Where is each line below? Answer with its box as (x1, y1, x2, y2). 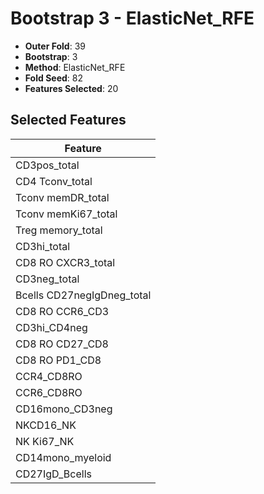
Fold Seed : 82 (24, 72, 83, 84)
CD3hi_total (15, 239, 71, 253)
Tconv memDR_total (15, 190, 110, 204)
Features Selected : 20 (24, 82, 119, 94)
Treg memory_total (15, 223, 103, 237)
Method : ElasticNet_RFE (24, 61, 126, 73)
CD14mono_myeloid (15, 450, 112, 464)
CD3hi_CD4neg (15, 320, 88, 334)
